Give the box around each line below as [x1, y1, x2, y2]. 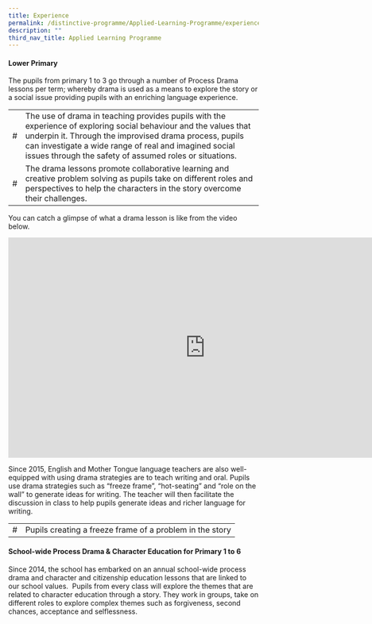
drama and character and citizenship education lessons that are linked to [8, 572, 247, 582]
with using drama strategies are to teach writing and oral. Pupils [41, 473, 250, 483]
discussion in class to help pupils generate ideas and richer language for [8, 498, 246, 508]
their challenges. [25, 193, 87, 204]
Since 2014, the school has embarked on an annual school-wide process [8, 564, 246, 574]
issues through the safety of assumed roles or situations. [25, 150, 237, 161]
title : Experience [8, 11, 69, 20]
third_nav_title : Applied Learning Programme [8, 33, 161, 42]
